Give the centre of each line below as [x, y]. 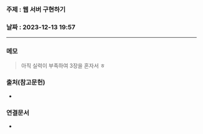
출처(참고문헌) [26, 82]
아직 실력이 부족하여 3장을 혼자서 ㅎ [63, 65]
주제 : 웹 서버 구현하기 [36, 9]
